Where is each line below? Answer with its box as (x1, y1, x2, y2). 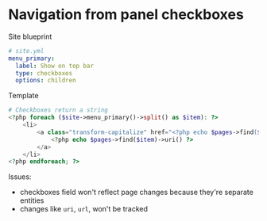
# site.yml (8, 47, 44, 55)
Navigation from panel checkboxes (8, 6, 244, 24)
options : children (15, 77, 77, 85)
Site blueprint (8, 32, 52, 41)
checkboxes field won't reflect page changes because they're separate (19, 188, 254, 197)
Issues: (8, 172, 32, 181)
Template (8, 91, 39, 101)
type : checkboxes (15, 69, 73, 77)
